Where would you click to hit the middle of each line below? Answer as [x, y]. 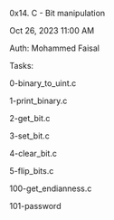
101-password [35, 206]
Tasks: [22, 66]
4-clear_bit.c [33, 153]
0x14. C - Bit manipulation [57, 13]
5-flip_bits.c [32, 171]
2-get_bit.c [30, 118]
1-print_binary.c [38, 100]
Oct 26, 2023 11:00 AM [52, 30]
